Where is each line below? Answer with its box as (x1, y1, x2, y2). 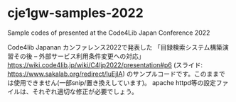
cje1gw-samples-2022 (7, 5, 144, 21)
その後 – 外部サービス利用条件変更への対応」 (13, 52, 145, 60)
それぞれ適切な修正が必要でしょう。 (31, 87, 139, 96)
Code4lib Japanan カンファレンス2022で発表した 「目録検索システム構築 (7, 42, 222, 51)
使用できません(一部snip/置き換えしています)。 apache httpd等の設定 (13, 78, 217, 86)
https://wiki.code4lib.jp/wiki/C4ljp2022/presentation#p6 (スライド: (7, 60, 203, 69)
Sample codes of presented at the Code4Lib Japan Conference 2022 (7, 28, 210, 37)
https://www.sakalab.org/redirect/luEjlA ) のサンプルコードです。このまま (7, 69, 220, 78)
